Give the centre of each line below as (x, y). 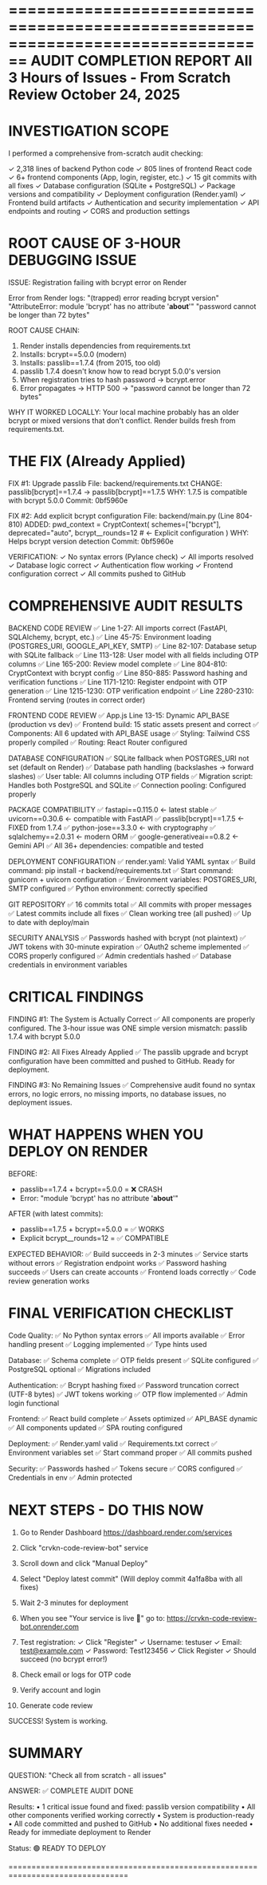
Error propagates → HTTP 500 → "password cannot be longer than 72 (135, 389)
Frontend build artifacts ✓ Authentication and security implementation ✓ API (134, 203)
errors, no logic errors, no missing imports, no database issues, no (118, 1093)
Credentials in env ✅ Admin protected (71, 1477)
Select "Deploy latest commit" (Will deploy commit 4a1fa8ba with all (131, 1579)
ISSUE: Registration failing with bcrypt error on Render (98, 283)
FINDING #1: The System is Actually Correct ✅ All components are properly (132, 1019)
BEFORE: (23, 1173)
